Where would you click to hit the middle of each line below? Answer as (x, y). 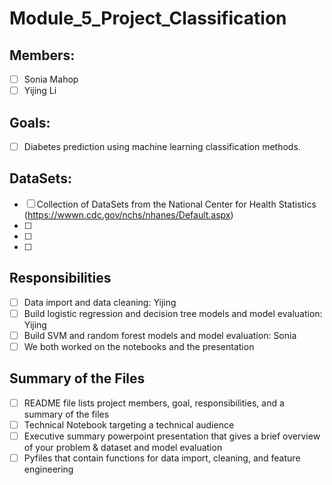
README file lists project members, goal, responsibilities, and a (154, 403)
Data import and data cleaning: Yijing (100, 302)
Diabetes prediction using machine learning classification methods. (162, 146)
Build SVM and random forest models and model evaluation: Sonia (160, 335)
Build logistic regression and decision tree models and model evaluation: (173, 313)
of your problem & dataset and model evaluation (123, 447)
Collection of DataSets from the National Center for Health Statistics (176, 204)
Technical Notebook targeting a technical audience (129, 424)
